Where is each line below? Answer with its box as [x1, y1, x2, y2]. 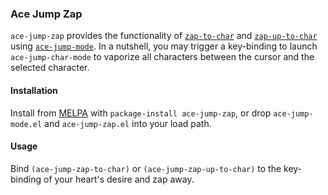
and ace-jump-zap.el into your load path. [44, 117, 212, 129]
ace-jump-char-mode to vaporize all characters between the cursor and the [10, 51, 315, 63]
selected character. [10, 62, 90, 74]
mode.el [10, 119, 43, 129]
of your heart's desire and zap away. [43, 173, 195, 185]
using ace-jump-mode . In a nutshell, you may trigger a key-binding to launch [10, 40, 318, 52]
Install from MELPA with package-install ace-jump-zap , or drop [10, 107, 272, 119]
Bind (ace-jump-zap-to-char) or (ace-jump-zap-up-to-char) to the [10, 162, 282, 174]
